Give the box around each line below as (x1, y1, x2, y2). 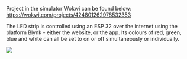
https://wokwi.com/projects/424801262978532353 (6, 11, 131, 18)
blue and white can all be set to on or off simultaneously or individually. (6, 35, 179, 42)
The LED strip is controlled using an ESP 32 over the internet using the (6, 23, 178, 29)
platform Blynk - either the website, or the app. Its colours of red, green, (6, 29, 182, 36)
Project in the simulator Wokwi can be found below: (6, 5, 132, 12)
